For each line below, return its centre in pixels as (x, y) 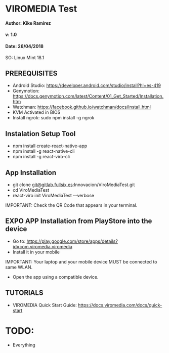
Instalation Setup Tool (40, 134)
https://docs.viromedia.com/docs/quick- (120, 305)
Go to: (19, 241)
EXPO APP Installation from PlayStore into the (79, 221)
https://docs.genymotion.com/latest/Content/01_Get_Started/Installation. (88, 96)
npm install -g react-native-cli (44, 151)
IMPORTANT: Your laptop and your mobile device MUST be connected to (81, 261)
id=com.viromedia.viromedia (42, 246)
